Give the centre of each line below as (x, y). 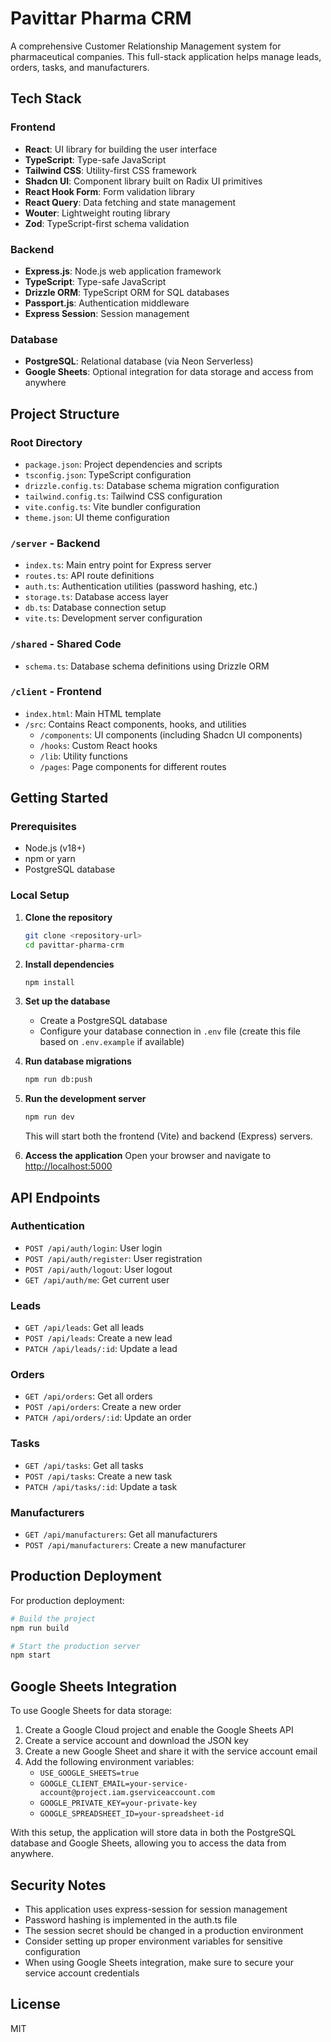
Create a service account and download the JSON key (136, 1741)
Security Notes (58, 1885)
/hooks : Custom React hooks (98, 745)
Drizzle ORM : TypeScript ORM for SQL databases (127, 292)
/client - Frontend (56, 692)
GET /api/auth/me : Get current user (97, 1279)
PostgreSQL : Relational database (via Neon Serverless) (139, 361)
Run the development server (85, 1099)
